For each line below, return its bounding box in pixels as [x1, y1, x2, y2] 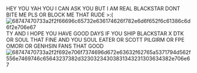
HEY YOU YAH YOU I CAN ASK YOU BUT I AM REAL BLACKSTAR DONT [6, 5, 180, 12]
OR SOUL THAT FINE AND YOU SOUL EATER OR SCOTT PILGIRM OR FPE [6, 36, 185, 43]
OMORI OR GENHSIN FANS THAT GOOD [6, 42, 104, 49]
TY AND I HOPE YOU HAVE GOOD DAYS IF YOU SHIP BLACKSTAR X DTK [6, 30, 184, 37]
